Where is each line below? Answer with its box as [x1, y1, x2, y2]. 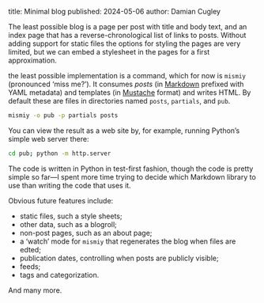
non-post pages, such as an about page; [19, 228, 153, 237]
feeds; [19, 261, 41, 271]
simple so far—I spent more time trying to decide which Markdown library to [8, 172, 257, 181]
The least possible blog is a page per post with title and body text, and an [8, 22, 247, 31]
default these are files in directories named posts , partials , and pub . [8, 97, 231, 105]
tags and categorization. [19, 270, 100, 279]
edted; [19, 244, 42, 254]
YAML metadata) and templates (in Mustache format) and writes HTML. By [8, 88, 251, 97]
